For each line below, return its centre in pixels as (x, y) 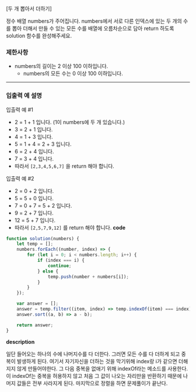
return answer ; (35, 325)
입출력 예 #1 (20, 110)
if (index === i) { (61, 260)
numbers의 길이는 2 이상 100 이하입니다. (61, 66)
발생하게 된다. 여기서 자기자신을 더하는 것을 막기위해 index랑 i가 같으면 (97, 361)
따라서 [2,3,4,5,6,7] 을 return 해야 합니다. (64, 166)
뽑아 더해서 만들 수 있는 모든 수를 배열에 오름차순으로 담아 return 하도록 (93, 28)
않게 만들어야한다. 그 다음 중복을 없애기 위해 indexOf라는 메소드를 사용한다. (102, 369)
